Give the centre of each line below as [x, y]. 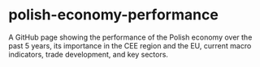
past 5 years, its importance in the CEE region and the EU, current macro [130, 45]
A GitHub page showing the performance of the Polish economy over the [130, 37]
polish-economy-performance [114, 15]
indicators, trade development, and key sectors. [89, 54]
